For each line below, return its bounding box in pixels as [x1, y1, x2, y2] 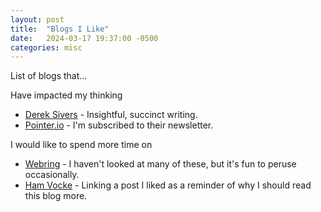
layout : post [10, 14, 65, 25]
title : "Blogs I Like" [10, 24, 110, 34]
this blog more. [24, 190, 88, 202]
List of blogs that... [10, 70, 88, 82]
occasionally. [24, 169, 80, 181]
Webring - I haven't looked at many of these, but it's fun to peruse [24, 158, 297, 170]
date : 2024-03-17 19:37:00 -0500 [10, 33, 159, 43]
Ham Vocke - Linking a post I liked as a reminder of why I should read [24, 179, 312, 191]
